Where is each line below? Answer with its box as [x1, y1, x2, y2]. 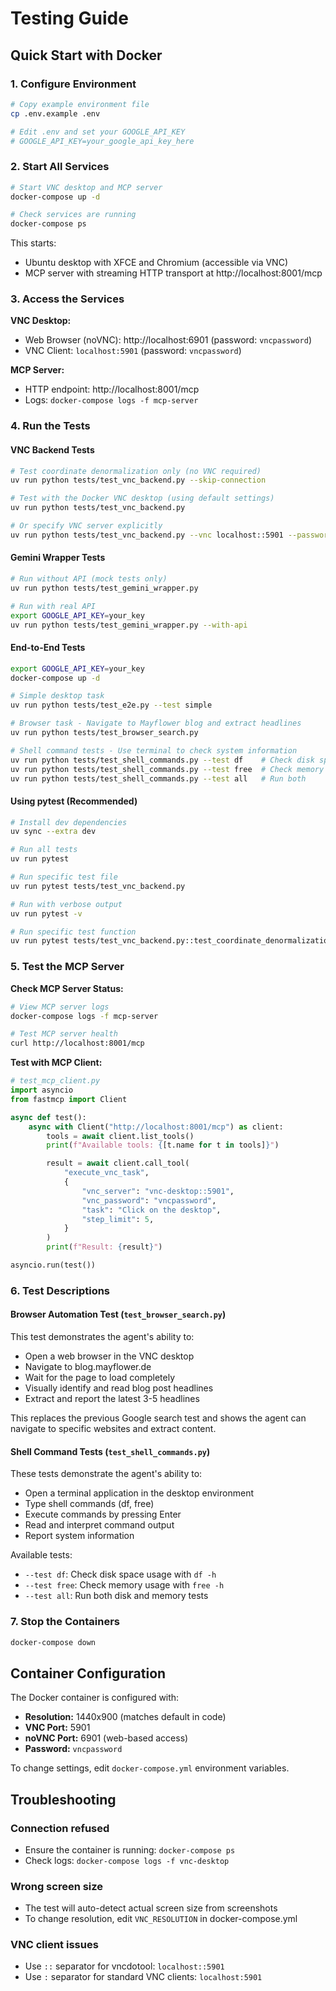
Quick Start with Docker [10, 47, 163, 64]
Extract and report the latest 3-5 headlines [24, 1393, 200, 1404]
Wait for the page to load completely [24, 1372, 176, 1383]
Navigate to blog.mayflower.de [24, 1361, 152, 1372]
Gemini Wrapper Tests [10, 552, 106, 564]
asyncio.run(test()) [10, 1260, 97, 1270]
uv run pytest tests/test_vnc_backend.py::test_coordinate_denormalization [10, 936, 333, 946]
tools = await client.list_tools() [46, 1131, 195, 1141]
